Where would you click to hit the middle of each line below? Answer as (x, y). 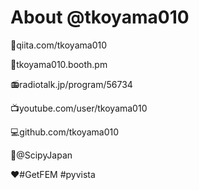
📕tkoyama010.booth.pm (59, 64)
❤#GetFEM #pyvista (53, 174)
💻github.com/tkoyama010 (64, 132)
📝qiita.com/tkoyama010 (58, 45)
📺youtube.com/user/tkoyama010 (79, 108)
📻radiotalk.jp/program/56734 (71, 84)
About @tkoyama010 (100, 17)
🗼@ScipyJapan (41, 155)
